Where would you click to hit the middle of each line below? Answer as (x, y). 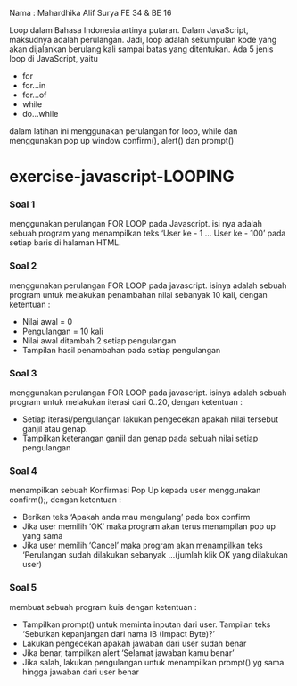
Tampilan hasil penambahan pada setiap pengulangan (121, 350)
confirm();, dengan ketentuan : (66, 500)
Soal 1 (22, 204)
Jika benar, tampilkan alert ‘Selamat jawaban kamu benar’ (128, 653)
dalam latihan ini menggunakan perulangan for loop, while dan (124, 131)
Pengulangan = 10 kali (63, 331)
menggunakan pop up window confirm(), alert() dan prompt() (122, 141)
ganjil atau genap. (55, 429)
